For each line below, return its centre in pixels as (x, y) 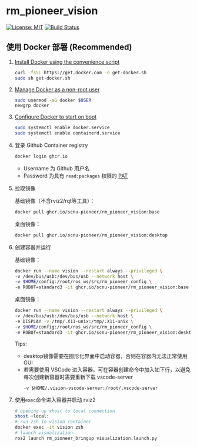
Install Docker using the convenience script (67, 62)
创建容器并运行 (33, 247)
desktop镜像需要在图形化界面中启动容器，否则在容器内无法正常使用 (105, 356)
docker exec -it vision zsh (49, 428)
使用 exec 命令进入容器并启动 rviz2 (55, 400)
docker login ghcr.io (41, 156)
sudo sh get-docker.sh (42, 78)
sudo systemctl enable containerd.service (67, 133)
